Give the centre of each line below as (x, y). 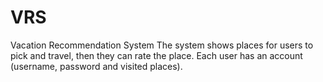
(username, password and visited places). (96, 66)
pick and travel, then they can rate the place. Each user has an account (156, 55)
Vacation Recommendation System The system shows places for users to (162, 45)
